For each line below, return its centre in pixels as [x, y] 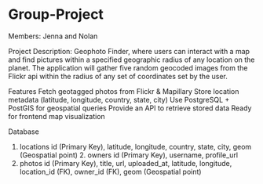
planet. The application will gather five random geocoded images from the [128, 67]
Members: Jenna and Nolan [53, 36]
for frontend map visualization [57, 116]
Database [24, 132]
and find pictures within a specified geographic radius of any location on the [131, 60]
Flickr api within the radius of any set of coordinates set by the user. [118, 76]
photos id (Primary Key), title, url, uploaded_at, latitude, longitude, [126, 163]
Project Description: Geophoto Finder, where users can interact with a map [129, 51]
